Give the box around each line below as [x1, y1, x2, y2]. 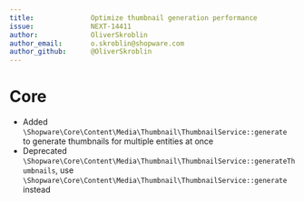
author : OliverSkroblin [9, 30, 148, 39]
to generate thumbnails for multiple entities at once [22, 136, 214, 146]
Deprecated [22, 146, 68, 157]
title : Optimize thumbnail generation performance [9, 13, 258, 23]
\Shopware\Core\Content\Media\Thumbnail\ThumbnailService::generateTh [22, 157, 296, 167]
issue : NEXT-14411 [9, 22, 132, 31]
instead [22, 184, 52, 196]
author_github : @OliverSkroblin [9, 47, 152, 56]
